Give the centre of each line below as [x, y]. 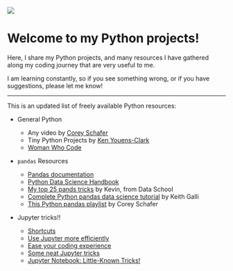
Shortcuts [42, 231]
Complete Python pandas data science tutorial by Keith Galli [113, 196]
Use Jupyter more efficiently [68, 238]
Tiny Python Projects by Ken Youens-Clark [88, 140]
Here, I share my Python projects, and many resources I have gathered [108, 57]
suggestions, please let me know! [55, 85]
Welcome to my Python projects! [103, 39]
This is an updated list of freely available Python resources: [92, 106]
